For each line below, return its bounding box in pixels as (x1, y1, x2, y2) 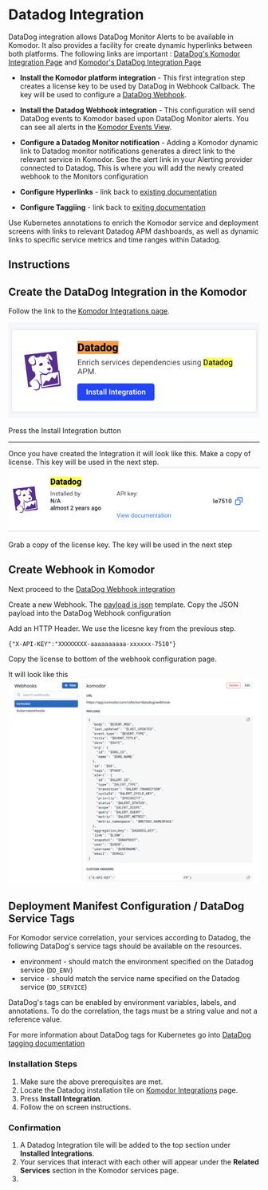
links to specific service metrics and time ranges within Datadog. (8, 234, 222, 244)
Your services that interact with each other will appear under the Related (19, 1157, 259, 1166)
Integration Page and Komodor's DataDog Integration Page (8, 57, 202, 67)
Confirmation (8, 1122, 61, 1133)
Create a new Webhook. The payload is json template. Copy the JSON (8, 600, 239, 609)
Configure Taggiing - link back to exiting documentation (19, 202, 206, 212)
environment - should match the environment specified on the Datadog (19, 957, 254, 967)
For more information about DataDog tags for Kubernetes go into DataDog (8, 1030, 251, 1040)
